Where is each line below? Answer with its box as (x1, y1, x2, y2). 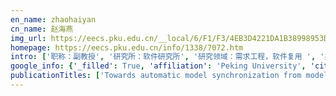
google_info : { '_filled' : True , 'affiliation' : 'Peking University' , (10, 61, 307, 71)
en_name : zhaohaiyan (10, 14, 97, 25)
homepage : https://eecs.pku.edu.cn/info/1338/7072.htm (10, 42, 244, 53)
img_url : (10, 33, 47, 43)
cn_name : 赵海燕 (10, 24, 74, 34)
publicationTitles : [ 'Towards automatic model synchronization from (10, 71, 302, 81)
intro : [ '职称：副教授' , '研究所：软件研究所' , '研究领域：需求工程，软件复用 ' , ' (10, 52, 325, 62)
